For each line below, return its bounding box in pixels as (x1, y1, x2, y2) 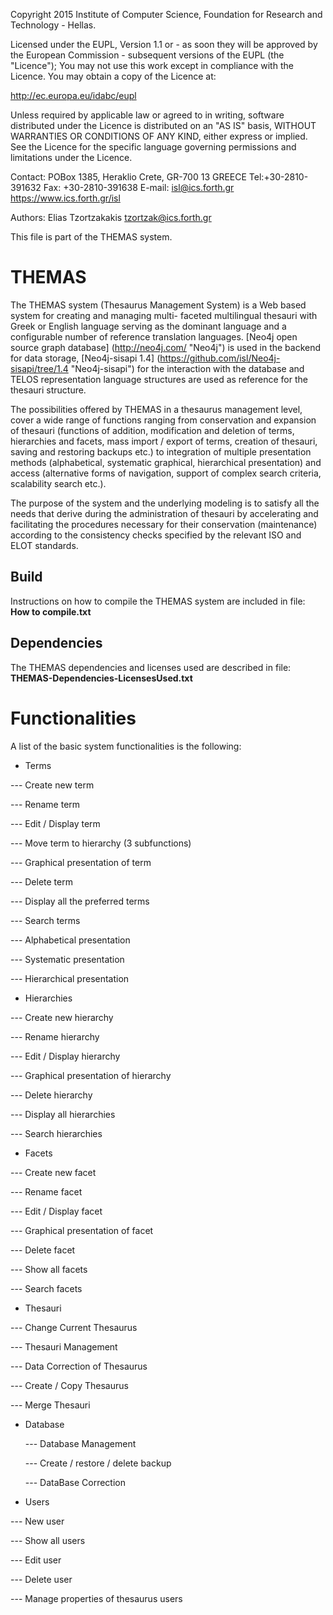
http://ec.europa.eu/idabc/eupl (10, 90, 137, 101)
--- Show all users (10, 1534, 86, 1546)
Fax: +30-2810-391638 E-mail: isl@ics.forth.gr (43, 182, 235, 193)
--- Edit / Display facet (10, 1205, 103, 1217)
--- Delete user (10, 1573, 73, 1585)
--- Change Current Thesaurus (10, 1321, 138, 1333)
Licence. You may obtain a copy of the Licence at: (10, 70, 217, 82)
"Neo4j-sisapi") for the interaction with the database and (70, 362, 305, 374)
